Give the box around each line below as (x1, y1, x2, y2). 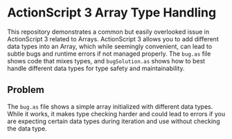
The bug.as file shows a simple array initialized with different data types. (7, 102, 213, 111)
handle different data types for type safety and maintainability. (7, 64, 185, 72)
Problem (7, 84, 45, 96)
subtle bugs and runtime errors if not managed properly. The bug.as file (7, 50, 211, 58)
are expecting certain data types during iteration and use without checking (7, 117, 220, 125)
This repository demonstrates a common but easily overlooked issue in (7, 28, 210, 36)
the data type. (7, 124, 47, 132)
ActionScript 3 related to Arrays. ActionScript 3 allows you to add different (7, 34, 220, 43)
